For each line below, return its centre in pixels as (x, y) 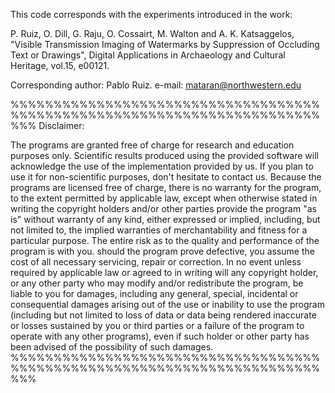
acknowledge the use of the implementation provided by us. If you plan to (162, 166)
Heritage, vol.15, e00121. (60, 65)
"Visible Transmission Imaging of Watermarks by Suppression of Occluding (165, 44)
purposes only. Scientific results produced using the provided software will (164, 155)
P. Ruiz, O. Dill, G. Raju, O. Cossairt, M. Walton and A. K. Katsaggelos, (152, 33)
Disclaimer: (61, 125)
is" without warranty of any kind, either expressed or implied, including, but (165, 219)
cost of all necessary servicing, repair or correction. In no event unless (156, 262)
